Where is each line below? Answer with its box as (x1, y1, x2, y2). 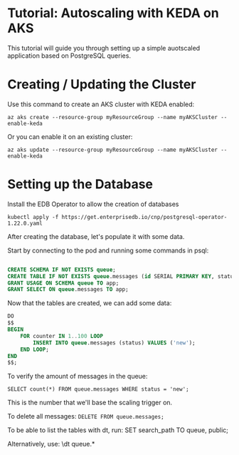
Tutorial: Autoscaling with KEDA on (7, 5, 219, 21)
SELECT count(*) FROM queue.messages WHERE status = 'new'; (7, 386, 190, 393)
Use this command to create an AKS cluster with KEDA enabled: (7, 100, 195, 108)
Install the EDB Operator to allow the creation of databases (7, 200, 179, 208)
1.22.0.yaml (7, 220, 43, 227)
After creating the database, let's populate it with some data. (7, 232, 185, 240)
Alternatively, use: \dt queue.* (7, 440, 95, 449)
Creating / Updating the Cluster (7, 76, 196, 93)
